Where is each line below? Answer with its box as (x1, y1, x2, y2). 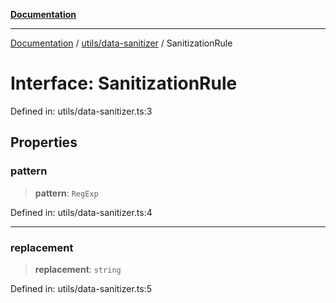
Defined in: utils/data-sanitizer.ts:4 (10, 206, 153, 218)
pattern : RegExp (34, 187, 99, 199)
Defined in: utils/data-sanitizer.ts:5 (10, 282, 153, 294)
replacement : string (34, 263, 122, 275)
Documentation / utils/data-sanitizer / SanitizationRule (10, 37, 233, 49)
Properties (10, 134, 78, 151)
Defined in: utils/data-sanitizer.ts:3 (10, 105, 153, 117)
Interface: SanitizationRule (10, 72, 238, 95)
